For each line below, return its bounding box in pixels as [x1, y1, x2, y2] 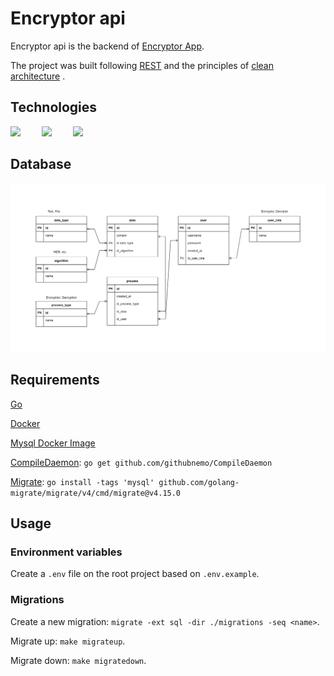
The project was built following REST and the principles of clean [10, 59, 274, 71]
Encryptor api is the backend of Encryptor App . [10, 40, 205, 52]
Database [10, 156, 72, 173]
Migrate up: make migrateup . [10, 635, 126, 647]
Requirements [10, 372, 100, 389]
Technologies [10, 99, 98, 116]
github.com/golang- [158, 477, 240, 487]
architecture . [10, 70, 66, 82]
